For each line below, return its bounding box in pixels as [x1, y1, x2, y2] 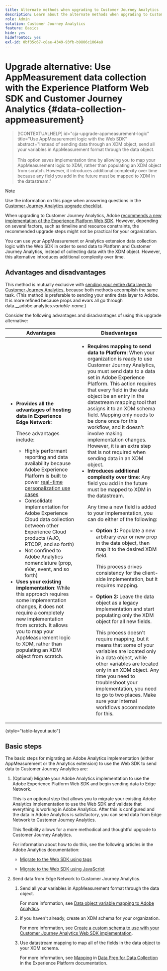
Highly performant [24, 447, 68, 454]
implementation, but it [106, 576, 158, 583]
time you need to [96, 673, 135, 680]
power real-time [24, 479, 63, 485]
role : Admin [5, 16, 30, 21]
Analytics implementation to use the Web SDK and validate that [12, 801, 142, 807]
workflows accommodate [96, 704, 156, 711]
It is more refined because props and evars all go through [5, 297, 123, 303]
